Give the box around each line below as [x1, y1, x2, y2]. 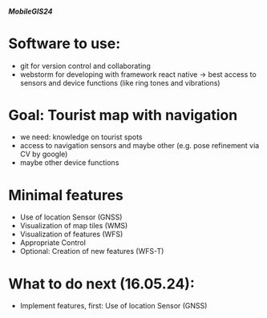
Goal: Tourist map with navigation [8, 106, 238, 124]
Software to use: [8, 34, 121, 52]
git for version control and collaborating [19, 61, 151, 70]
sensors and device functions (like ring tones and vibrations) [19, 78, 220, 87]
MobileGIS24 [8, 6, 53, 16]
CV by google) [19, 149, 68, 159]
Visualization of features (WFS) [19, 229, 123, 240]
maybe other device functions [19, 158, 119, 167]
